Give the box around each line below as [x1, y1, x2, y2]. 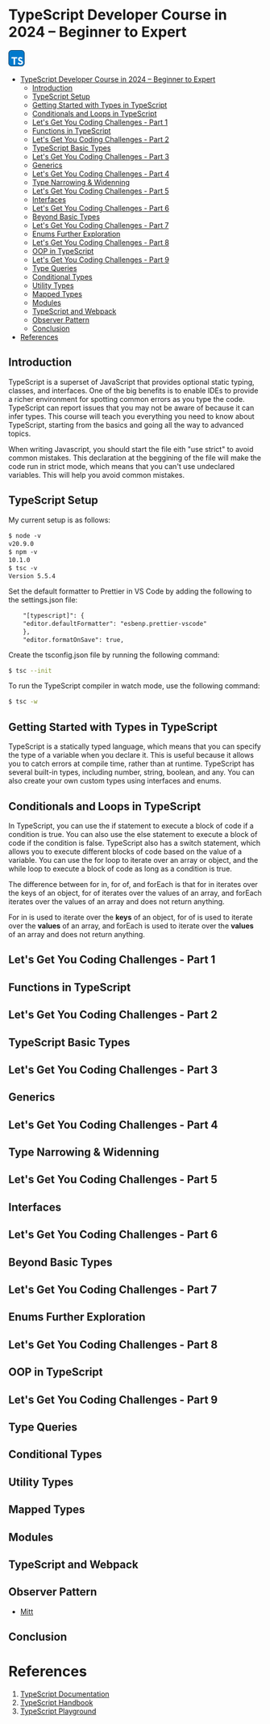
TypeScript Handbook [19, 1698, 93, 1708]
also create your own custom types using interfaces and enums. [8, 776, 222, 786]
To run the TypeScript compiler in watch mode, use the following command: [8, 681, 260, 691]
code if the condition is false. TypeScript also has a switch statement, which [8, 838, 261, 847]
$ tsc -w [8, 698, 38, 706]
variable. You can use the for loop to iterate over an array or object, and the [8, 855, 259, 864]
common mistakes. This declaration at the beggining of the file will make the [8, 453, 262, 463]
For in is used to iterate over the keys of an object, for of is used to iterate [8, 912, 253, 922]
